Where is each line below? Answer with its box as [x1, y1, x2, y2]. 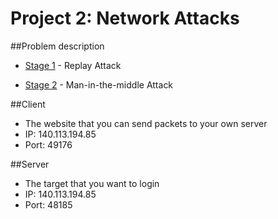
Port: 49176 [24, 138, 73, 151]
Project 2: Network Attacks [10, 7, 240, 30]
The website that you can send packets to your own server [24, 117, 268, 129]
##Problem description [10, 40, 105, 52]
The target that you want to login [24, 177, 160, 189]
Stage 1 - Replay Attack [24, 59, 122, 71]
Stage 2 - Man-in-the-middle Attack [24, 78, 174, 91]
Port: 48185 [24, 198, 73, 211]
